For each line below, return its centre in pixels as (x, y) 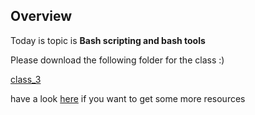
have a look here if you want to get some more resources (128, 98)
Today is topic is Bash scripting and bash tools (108, 40)
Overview (41, 16)
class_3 (26, 79)
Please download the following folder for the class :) (117, 60)
